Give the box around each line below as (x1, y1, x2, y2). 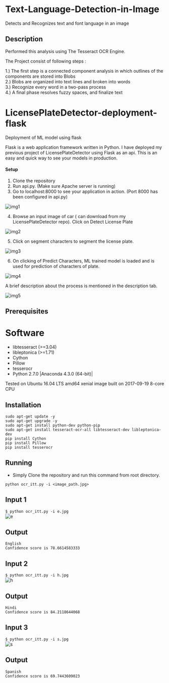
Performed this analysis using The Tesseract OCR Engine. (5, 48, 126, 54)
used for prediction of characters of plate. (12, 263, 100, 269)
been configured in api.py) (12, 193, 68, 200)
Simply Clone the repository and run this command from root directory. (12, 472, 160, 478)
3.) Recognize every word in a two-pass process (5, 84, 106, 90)
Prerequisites (5, 307, 48, 316)
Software (5, 327, 44, 339)
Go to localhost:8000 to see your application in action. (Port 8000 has (12, 188, 158, 194)
